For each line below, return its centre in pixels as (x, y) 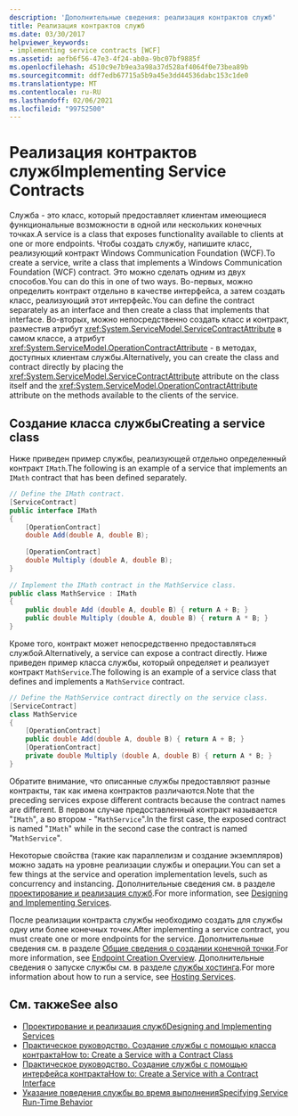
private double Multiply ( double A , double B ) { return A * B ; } (149, 756)
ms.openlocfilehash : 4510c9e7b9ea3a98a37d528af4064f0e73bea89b (129, 68)
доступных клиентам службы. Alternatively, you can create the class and (144, 357)
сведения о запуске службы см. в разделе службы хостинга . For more (142, 967)
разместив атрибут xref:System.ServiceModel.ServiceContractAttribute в (145, 329)
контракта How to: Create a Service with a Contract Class (128, 1054)
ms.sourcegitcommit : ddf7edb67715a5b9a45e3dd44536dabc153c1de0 (129, 76)
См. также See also (64, 1005)
